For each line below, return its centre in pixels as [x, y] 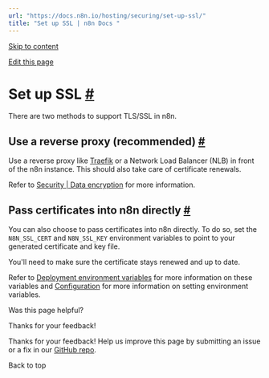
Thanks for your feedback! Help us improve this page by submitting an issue [134, 341]
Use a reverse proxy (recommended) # [107, 141]
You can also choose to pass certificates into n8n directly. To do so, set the [132, 230]
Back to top [27, 365]
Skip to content [33, 46]
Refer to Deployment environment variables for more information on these [130, 278]
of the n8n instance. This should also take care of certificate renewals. [125, 169]
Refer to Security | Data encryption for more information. [102, 185]
